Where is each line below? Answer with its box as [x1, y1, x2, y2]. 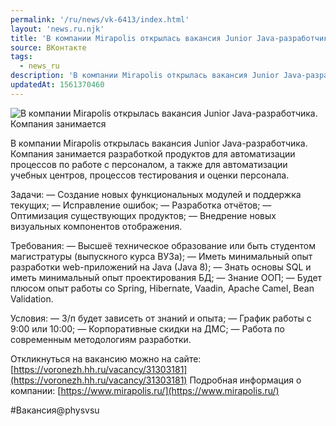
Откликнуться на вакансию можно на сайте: [10, 352, 202, 365]
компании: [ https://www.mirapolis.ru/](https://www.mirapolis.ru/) [10, 384, 280, 396]
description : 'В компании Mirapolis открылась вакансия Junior [10, 71, 280, 81]
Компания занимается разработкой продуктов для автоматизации [10, 147, 296, 160]
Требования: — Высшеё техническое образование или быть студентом [10, 239, 317, 251]
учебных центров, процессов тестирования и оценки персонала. [10, 169, 290, 181]
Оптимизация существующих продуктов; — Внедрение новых [10, 209, 277, 221]
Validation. [10, 292, 54, 305]
